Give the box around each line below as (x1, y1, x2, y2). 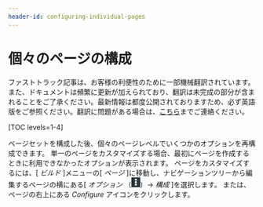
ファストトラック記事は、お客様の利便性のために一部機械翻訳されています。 (8, 77, 255, 86)
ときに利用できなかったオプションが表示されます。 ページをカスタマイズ (8, 158, 243, 168)
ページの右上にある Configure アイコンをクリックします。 (8, 189, 195, 199)
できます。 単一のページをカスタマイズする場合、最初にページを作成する (14, 148, 250, 158)
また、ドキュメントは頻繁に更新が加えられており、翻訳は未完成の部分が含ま (8, 87, 255, 96)
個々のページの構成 (8, 49, 132, 67)
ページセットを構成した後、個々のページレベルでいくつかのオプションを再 (8, 138, 249, 148)
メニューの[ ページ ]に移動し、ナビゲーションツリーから (65, 168, 246, 177)
